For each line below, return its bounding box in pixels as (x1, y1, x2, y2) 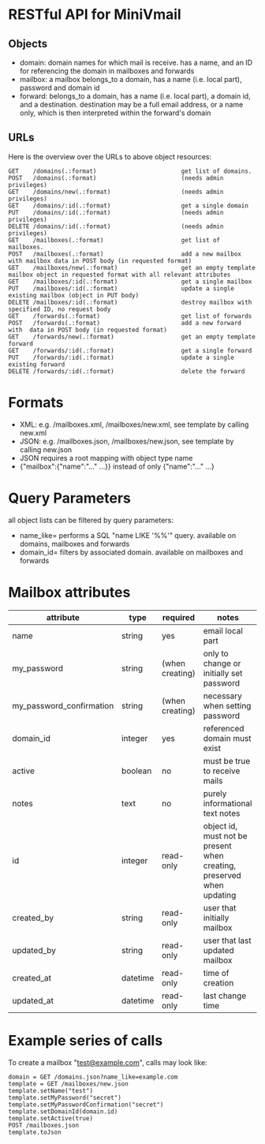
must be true (203, 755, 251, 766)
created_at (12, 972, 52, 983)
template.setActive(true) (8, 1114, 93, 1122)
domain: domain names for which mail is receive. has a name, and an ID (19, 58, 253, 67)
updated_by (12, 944, 57, 955)
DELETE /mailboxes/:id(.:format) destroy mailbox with (8, 298, 252, 306)
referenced (203, 723, 244, 734)
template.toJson (8, 1128, 62, 1136)
